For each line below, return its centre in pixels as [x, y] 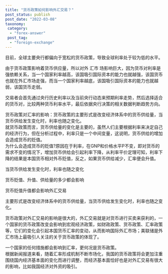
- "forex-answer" [28, 33]
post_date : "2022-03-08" [31, 19]
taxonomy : [15, 24]
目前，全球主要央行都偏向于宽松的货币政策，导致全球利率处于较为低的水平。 [84, 57]
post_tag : [17, 38]
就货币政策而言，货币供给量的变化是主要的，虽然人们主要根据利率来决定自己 [84, 127]
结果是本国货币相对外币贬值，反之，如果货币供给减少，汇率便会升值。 [86, 158]
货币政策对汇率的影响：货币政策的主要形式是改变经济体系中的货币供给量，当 [84, 114]
